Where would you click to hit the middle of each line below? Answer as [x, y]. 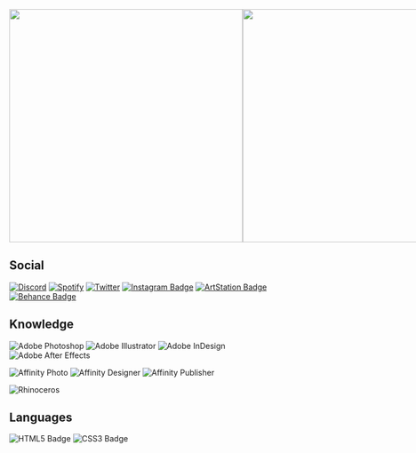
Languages [41, 418]
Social [27, 266]
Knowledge [41, 325]
